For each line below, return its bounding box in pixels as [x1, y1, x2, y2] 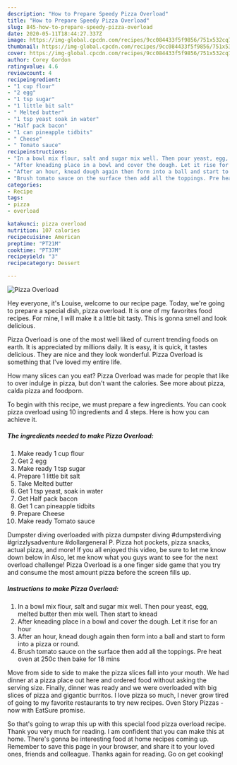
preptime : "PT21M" [7, 240, 61, 247]
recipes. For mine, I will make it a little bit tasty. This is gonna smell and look [7, 314, 227, 322]
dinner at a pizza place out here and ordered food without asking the [7, 676, 207, 684]
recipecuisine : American [7, 233, 80, 240]
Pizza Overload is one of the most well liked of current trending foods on [7, 335, 219, 344]
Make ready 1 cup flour [17, 449, 85, 457]
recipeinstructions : [7, 148, 68, 156]
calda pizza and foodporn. [7, 387, 84, 395]
